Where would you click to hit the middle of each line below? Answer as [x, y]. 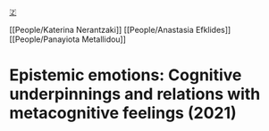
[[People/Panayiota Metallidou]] [68, 39]
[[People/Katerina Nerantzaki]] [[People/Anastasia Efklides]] [120, 30]
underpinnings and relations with [135, 94]
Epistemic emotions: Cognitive [126, 75]
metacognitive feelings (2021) [123, 113]
